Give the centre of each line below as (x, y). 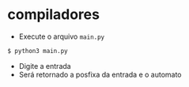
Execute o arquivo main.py (62, 36)
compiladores (54, 15)
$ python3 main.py (38, 51)
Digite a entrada (45, 66)
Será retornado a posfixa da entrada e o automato (100, 74)
